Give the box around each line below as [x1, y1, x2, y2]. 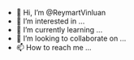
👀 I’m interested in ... [15, 16, 85, 26]
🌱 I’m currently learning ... [15, 25, 103, 34]
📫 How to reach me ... [15, 43, 92, 52]
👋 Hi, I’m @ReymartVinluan [15, 8, 106, 17]
